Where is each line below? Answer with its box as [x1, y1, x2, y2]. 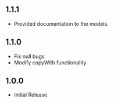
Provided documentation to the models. [13, 20, 109, 27]
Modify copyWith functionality [13, 59, 87, 66]
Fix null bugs [13, 53, 45, 60]
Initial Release [13, 91, 48, 98]
